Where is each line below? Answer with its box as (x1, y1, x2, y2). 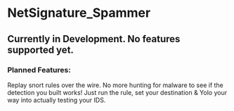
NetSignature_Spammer (7, 5, 151, 21)
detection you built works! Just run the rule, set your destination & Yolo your (7, 88, 227, 96)
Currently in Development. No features (7, 33, 181, 45)
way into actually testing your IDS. (7, 96, 106, 104)
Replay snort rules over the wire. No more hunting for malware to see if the (7, 81, 223, 89)
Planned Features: (7, 65, 72, 74)
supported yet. (7, 44, 74, 55)
